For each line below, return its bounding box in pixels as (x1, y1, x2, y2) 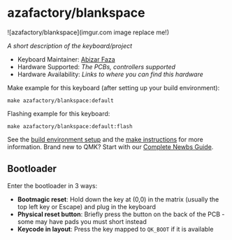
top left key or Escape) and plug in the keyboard (17, 202, 156, 211)
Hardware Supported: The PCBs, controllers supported (17, 62, 176, 71)
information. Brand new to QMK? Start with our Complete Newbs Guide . (7, 142, 214, 151)
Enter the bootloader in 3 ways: (7, 181, 98, 190)
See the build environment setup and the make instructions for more (7, 135, 204, 143)
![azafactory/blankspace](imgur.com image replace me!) (7, 28, 170, 36)
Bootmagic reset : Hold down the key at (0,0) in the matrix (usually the (17, 195, 219, 204)
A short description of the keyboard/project (7, 41, 133, 50)
